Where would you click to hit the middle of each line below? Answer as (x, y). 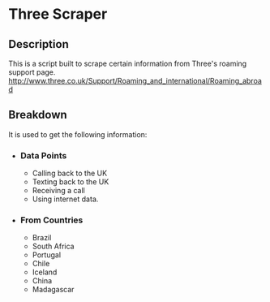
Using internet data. (65, 199)
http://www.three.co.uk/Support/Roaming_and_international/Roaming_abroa (135, 81)
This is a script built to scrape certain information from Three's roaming (128, 63)
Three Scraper (58, 14)
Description (39, 44)
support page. (32, 72)
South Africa (53, 246)
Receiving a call (58, 191)
